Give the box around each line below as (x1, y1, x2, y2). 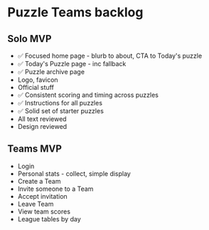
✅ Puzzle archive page (17, 68, 85, 75)
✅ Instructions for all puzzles (17, 99, 103, 107)
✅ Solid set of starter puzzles (17, 107, 104, 115)
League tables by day (17, 214, 81, 223)
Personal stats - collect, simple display (17, 169, 132, 178)
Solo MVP (7, 33, 52, 45)
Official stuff (17, 83, 55, 91)
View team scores (17, 207, 71, 216)
